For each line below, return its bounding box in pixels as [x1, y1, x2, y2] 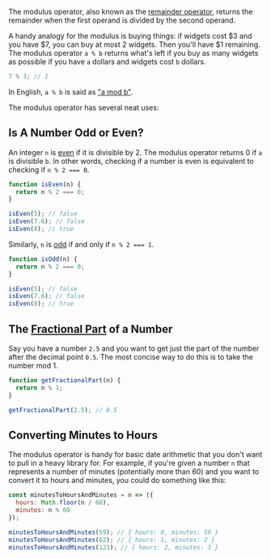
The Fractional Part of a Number [8, 322, 173, 336]
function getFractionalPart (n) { [8, 376, 121, 385]
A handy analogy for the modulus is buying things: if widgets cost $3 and [8, 32, 252, 40]
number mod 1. [8, 361, 58, 370]
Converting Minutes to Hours [8, 428, 158, 442]
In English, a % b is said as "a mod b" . [8, 86, 133, 96]
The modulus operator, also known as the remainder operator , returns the [8, 7, 253, 16]
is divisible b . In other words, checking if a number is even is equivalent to [8, 156, 255, 166]
